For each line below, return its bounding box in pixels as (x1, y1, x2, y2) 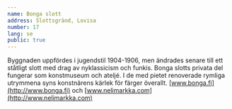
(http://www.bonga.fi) (7, 86, 71, 95)
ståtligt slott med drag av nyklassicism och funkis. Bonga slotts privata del (7, 64, 224, 72)
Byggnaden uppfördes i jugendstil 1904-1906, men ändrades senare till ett (7, 56, 224, 64)
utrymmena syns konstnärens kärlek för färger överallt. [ (7, 79, 172, 87)
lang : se (7, 30, 33, 38)
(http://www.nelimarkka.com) (7, 93, 93, 103)
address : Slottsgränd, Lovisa (7, 17, 97, 24)
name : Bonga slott (7, 10, 62, 18)
